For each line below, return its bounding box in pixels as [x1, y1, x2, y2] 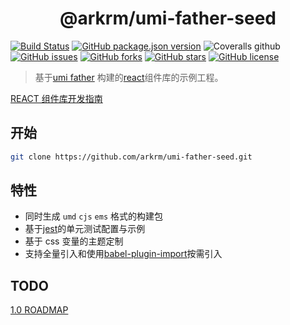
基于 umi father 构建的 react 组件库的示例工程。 [34, 71, 224, 83]
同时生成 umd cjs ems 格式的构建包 [24, 210, 163, 222]
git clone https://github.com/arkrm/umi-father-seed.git [10, 152, 253, 162]
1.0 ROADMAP [10, 304, 69, 316]
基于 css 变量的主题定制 [24, 235, 124, 247]
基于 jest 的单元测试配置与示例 [24, 223, 146, 235]
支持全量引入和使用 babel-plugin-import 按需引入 [24, 248, 223, 260]
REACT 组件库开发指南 [10, 92, 103, 104]
